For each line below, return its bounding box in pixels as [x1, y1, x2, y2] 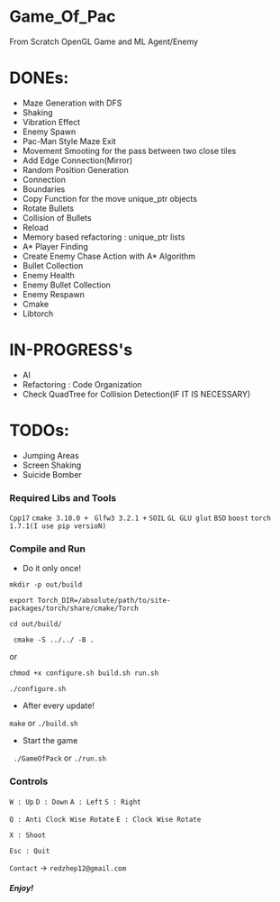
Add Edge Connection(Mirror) [22, 155, 133, 166]
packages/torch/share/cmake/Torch [9, 604, 140, 614]
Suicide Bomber [22, 469, 83, 479]
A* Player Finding [22, 241, 88, 251]
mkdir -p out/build [9, 580, 83, 589]
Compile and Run [9, 542, 86, 555]
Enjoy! [9, 883, 34, 894]
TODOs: [9, 421, 70, 441]
